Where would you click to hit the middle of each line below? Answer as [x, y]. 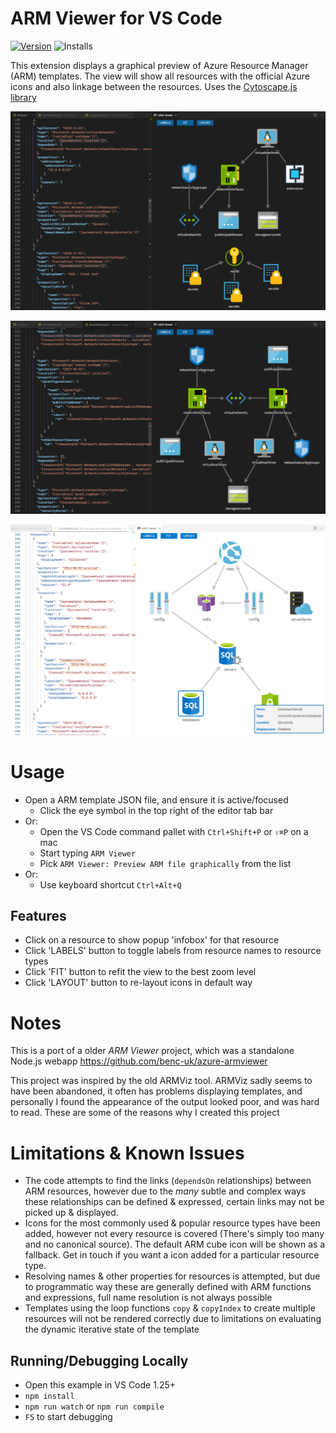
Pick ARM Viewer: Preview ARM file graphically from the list [165, 863]
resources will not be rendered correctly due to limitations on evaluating [173, 1319]
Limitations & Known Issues [127, 1153]
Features [38, 915]
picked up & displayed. [71, 1213]
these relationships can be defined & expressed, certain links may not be [174, 1202]
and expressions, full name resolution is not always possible [148, 1298]
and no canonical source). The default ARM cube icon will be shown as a [175, 1244]
